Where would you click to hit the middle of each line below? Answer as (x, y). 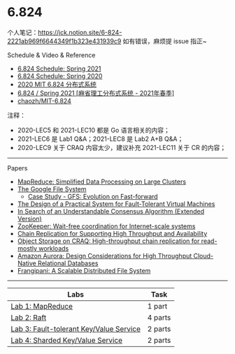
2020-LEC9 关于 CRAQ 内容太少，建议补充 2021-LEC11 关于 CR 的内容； (122, 147)
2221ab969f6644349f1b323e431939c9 (64, 41)
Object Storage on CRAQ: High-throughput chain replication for (108, 241)
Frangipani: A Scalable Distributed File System (84, 270)
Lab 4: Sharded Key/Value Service (67, 340)
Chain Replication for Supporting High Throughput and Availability (112, 233)
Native (27, 263)
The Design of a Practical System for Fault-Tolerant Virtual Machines (116, 204)
